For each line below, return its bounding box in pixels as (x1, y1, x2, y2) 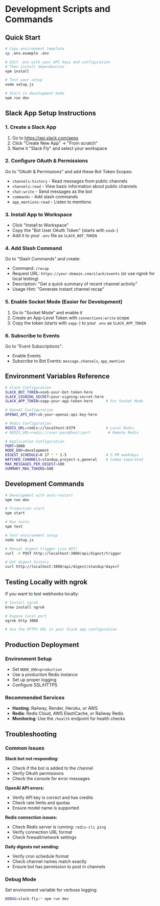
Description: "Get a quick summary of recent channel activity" (12, 281, 138, 287)
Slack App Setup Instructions (5, 109, 96, 117)
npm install (5, 69, 29, 74)
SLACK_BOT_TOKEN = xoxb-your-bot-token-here (5, 390, 93, 395)
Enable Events (12, 353, 41, 359)
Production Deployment (5, 640, 79, 649)
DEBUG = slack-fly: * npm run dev (5, 897, 69, 902)
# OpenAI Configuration (5, 408, 54, 413)
